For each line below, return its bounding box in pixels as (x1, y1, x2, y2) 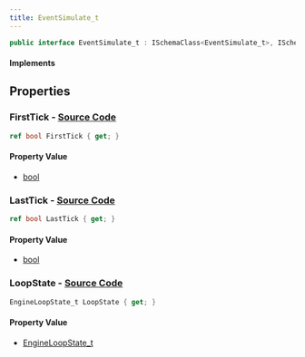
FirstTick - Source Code (9, 111, 116, 123)
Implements (9, 58, 56, 69)
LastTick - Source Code (9, 194, 115, 207)
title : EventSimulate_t (9, 13, 100, 23)
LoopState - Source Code (9, 277, 123, 290)
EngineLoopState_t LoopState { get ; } (9, 297, 156, 306)
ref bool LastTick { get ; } (9, 215, 116, 224)
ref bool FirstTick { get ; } (9, 131, 120, 140)
